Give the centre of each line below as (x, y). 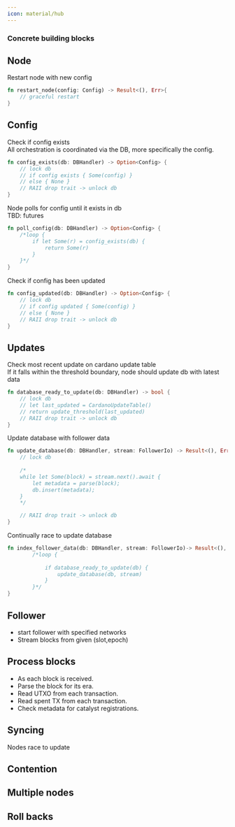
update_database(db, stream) (99, 574)
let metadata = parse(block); (76, 483)
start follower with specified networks (72, 632)
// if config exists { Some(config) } (76, 175)
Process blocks (41, 662)
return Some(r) (67, 248)
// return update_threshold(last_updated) (83, 412)
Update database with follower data (59, 438)
